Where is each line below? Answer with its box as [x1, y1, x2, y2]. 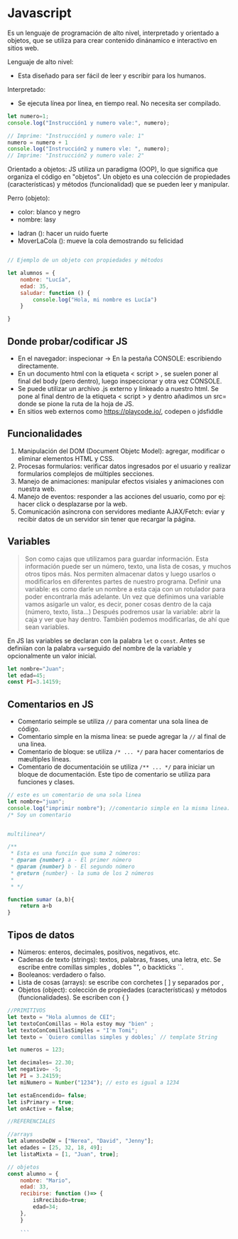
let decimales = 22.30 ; [7, 1059, 75, 1067]
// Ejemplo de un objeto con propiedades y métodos [7, 256, 163, 264]
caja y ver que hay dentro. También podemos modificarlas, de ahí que [24, 615, 230, 623]
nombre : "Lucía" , [20, 276, 72, 283]
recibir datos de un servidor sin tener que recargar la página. [17, 514, 196, 523]
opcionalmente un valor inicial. [7, 651, 97, 660]
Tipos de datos [7, 928, 75, 941]
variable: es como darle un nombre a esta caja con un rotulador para [24, 584, 226, 593]
